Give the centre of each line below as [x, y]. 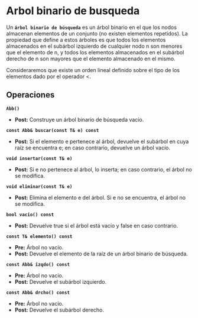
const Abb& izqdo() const [38, 264]
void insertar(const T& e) [39, 158]
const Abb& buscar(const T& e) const [53, 130]
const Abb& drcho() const [38, 293]
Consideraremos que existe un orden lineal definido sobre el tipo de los [93, 70]
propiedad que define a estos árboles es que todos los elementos [86, 40]
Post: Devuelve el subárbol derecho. [59, 310]
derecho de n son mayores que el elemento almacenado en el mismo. [91, 59]
